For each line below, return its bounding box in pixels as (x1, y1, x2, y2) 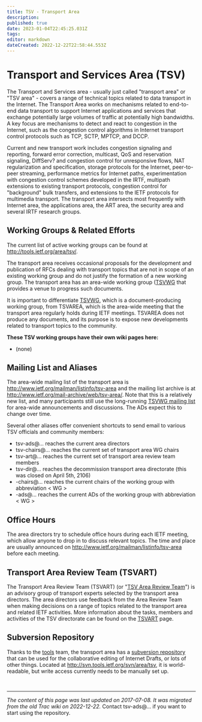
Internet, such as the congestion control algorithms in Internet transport (7, 126, 184, 133)
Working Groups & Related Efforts (7, 226, 135, 236)
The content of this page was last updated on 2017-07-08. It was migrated (7, 696, 192, 703)
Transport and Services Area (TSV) (7, 68, 186, 82)
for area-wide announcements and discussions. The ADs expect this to (7, 404, 182, 411)
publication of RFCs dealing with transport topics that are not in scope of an (7, 265, 194, 273)
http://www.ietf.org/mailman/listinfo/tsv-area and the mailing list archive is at (7, 385, 196, 392)
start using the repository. (7, 709, 71, 716)
